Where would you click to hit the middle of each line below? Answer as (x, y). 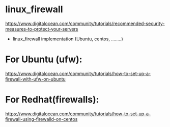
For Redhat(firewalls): (52, 100)
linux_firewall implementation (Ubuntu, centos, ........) (68, 39)
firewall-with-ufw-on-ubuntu (36, 79)
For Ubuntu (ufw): (44, 59)
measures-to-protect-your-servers (42, 29)
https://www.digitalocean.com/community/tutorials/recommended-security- (85, 23)
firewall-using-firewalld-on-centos (41, 119)
